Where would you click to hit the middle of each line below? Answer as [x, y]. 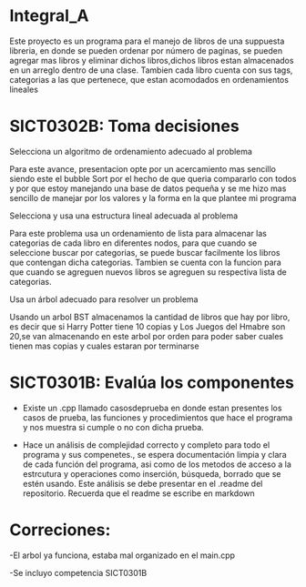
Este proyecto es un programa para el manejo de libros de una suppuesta [147, 41]
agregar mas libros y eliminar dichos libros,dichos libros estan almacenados [152, 60]
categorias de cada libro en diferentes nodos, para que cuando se [133, 243]
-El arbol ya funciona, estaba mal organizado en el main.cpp [122, 555]
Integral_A [49, 16]
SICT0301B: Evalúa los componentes [152, 383]
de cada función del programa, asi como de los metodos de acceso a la [157, 464]
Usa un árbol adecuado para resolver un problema [104, 299]
